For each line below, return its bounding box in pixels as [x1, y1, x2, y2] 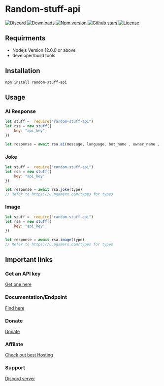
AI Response [5, 107, 36, 114]
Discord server [5, 376, 35, 382]
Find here [5, 305, 25, 311]
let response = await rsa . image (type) [5, 237, 85, 242]
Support [5, 364, 26, 371]
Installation [5, 67, 40, 75]
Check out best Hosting [5, 352, 53, 358]
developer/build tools [12, 52, 56, 58]
